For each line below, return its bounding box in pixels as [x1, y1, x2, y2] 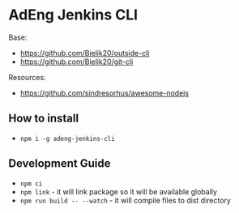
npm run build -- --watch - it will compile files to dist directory [19, 195, 231, 205]
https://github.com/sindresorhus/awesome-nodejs [19, 87, 189, 98]
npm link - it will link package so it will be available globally [19, 186, 217, 196]
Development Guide [8, 156, 111, 171]
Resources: [8, 72, 46, 82]
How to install [8, 112, 79, 126]
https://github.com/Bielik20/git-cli [19, 57, 134, 66]
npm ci [19, 180, 43, 188]
